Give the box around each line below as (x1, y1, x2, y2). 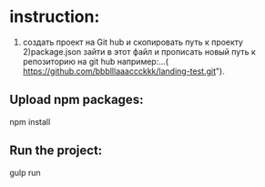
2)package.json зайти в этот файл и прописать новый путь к (22, 46, 257, 57)
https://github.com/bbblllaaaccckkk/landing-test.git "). (22, 66, 225, 77)
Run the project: (9, 143, 103, 159)
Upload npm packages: (9, 92, 144, 108)
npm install (9, 116, 51, 127)
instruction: (9, 6, 100, 27)
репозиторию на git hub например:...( (22, 56, 169, 67)
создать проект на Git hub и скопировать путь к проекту (22, 36, 244, 47)
